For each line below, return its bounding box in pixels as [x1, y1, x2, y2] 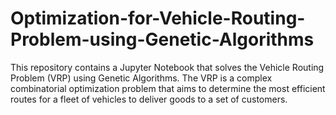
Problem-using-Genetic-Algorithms [10, 28, 315, 51]
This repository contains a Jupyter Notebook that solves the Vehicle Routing [10, 61, 325, 73]
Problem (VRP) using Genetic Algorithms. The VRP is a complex [10, 72, 273, 84]
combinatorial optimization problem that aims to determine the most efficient [10, 82, 326, 94]
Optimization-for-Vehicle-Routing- [10, 7, 306, 30]
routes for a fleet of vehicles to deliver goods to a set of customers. [10, 93, 288, 105]
